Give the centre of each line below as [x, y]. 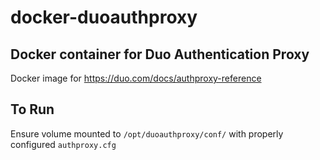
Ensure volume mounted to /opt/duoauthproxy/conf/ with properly [147, 133]
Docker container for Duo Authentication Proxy [160, 54]
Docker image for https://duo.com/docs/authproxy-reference [136, 78]
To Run [32, 109]
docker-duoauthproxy [104, 17]
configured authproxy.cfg [63, 144]
